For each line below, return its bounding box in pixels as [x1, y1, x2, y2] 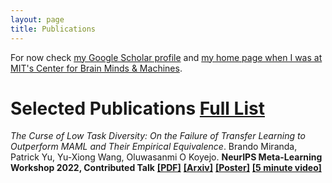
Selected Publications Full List [10, 97, 265, 120]
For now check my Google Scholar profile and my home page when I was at [10, 51, 323, 63]
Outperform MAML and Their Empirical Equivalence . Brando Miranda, [10, 141, 298, 153]
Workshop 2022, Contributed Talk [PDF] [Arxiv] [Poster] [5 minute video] [10, 162, 322, 174]
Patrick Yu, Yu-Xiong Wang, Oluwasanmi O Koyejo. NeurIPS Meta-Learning [10, 151, 323, 163]
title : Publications [10, 24, 97, 34]
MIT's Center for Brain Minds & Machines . [10, 62, 183, 74]
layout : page [10, 14, 65, 25]
